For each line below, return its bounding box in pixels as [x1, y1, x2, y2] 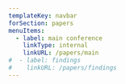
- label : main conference [15, 34, 103, 42]
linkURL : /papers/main [23, 49, 99, 57]
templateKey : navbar [8, 11, 78, 20]
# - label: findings [8, 57, 81, 65]
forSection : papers [8, 19, 74, 27]
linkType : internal [23, 42, 89, 50]
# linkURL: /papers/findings [8, 64, 117, 72]
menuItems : [8, 26, 45, 34]
